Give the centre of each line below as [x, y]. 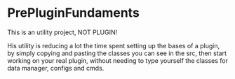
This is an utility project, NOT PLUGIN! [62, 32]
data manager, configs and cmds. [56, 68]
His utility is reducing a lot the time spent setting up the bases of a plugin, [113, 45]
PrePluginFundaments [74, 13]
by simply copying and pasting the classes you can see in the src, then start [117, 53]
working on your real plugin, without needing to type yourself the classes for [117, 60]
